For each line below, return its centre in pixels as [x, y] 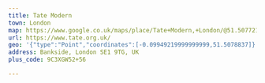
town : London [30, 23]
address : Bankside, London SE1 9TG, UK [74, 52]
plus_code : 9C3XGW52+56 [47, 60]
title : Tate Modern [40, 15]
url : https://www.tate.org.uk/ [60, 38]
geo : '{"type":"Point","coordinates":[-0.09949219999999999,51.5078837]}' [134, 45]
